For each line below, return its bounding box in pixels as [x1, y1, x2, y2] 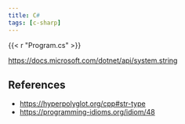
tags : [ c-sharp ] [8, 19, 61, 27]
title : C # [8, 11, 41, 20]
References [8, 78, 66, 91]
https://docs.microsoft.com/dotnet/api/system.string [8, 56, 178, 65]
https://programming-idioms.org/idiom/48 [19, 108, 155, 117]
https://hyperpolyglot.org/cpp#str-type [19, 99, 147, 108]
